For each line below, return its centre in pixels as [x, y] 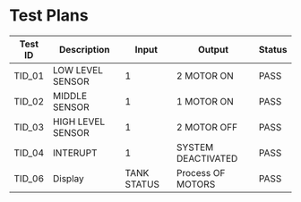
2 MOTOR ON [205, 75]
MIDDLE [70, 96]
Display [69, 178]
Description [84, 49]
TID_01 [29, 75]
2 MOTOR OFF [207, 127]
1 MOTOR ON [205, 101]
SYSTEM [195, 147]
